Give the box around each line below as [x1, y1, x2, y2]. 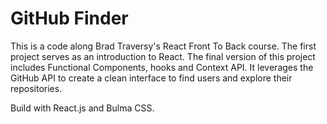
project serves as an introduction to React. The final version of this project [10, 50, 316, 62]
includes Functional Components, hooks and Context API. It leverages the [10, 61, 314, 73]
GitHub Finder [10, 7, 129, 30]
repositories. [10, 82, 63, 94]
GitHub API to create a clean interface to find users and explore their [10, 72, 293, 84]
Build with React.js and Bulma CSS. [10, 102, 155, 114]
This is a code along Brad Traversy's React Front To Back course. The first [10, 40, 317, 52]
